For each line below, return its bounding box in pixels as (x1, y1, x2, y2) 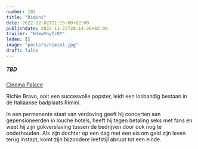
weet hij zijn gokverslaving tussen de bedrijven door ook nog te (6, 123, 162, 130)
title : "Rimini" (6, 14, 47, 20)
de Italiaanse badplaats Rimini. (6, 99, 81, 106)
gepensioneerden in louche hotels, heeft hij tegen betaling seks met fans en (6, 117, 193, 124)
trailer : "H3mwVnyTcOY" (6, 31, 66, 37)
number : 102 (6, 8, 36, 15)
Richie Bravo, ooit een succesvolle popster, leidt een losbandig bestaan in (6, 92, 188, 100)
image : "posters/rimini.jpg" (6, 42, 79, 48)
